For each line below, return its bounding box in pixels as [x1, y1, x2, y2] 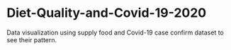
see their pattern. [6, 35, 57, 44]
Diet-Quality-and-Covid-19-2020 [6, 5, 207, 21]
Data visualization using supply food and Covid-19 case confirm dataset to [6, 28, 224, 37]
